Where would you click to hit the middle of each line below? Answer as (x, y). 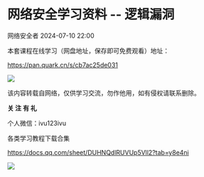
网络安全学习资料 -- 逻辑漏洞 (91, 15)
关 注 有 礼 (22, 108)
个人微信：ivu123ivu (37, 123)
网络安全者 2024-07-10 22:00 (51, 36)
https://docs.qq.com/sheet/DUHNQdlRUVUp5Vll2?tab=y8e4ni (98, 152)
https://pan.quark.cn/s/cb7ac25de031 (63, 65)
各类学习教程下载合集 (38, 138)
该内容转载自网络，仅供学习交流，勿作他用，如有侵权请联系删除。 (104, 92)
